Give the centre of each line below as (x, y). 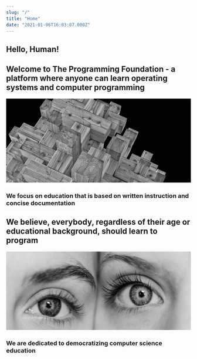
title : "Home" (23, 18)
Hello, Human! (33, 49)
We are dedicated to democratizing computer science (84, 343)
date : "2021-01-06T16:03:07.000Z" (48, 25)
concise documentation (40, 203)
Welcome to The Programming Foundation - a (91, 70)
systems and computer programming (76, 88)
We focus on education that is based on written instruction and (98, 195)
